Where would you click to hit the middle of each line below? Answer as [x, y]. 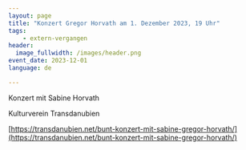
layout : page [30, 16]
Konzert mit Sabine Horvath [54, 98]
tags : [17, 30]
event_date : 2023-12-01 [48, 61]
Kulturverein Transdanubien [54, 113]
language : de [30, 68]
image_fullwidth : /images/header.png [79, 53]
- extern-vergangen [55, 38]
